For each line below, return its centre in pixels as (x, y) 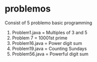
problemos (28, 9)
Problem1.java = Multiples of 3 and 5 (50, 32)
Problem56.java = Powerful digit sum (50, 54)
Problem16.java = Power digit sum (47, 43)
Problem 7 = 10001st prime (40, 38)
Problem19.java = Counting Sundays (49, 48)
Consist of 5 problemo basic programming (48, 23)
